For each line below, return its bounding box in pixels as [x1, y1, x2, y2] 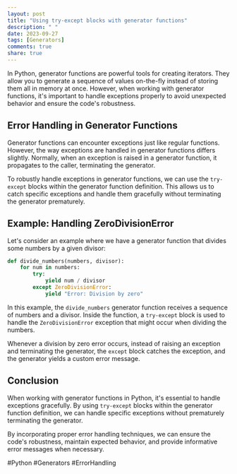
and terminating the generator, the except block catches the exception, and [7, 347, 226, 355]
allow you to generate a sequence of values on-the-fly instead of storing [7, 76, 219, 85]
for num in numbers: [20, 264, 80, 271]
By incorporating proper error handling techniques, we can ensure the [7, 429, 211, 438]
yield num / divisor [44, 277, 106, 285]
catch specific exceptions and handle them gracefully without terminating [7, 189, 221, 198]
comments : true [7, 43, 52, 50]
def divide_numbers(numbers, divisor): [7, 257, 125, 265]
